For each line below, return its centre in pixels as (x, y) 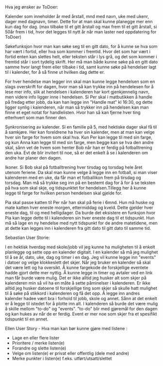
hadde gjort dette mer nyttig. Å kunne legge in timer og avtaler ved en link (79, 273)
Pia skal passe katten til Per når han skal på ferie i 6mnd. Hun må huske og (80, 202)
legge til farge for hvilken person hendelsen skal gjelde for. (64, 193)
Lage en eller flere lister (36, 338)
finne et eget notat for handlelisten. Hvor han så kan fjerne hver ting (73, 112)
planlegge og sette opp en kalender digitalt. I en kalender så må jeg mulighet (81, 252)
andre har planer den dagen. (33, 158)
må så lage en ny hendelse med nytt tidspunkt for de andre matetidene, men (81, 223)
